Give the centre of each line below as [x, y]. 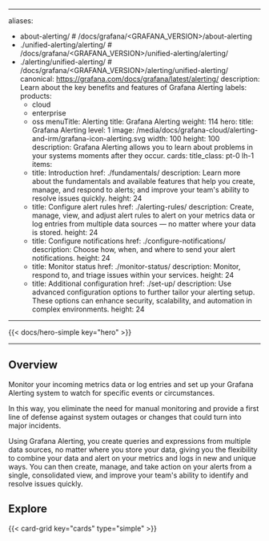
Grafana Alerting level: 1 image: [83, 130]
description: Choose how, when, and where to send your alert [134, 249]
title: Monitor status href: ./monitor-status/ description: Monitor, [136, 266]
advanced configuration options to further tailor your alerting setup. [143, 292]
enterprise [49, 113]
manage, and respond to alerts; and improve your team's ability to [141, 190]
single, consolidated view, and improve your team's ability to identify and [128, 475]
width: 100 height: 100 [183, 138]
